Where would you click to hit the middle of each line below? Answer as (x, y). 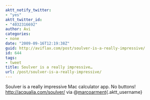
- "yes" (14, 15)
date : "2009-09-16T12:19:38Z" (38, 44)
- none (12, 39)
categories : (18, 34)
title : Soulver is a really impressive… (49, 67)
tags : (11, 58)
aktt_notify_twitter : (28, 10)
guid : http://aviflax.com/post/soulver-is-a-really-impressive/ (75, 48)
